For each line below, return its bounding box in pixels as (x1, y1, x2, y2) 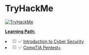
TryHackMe (5, 3, 53, 14)
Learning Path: (5, 28, 36, 34)
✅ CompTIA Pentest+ (18, 44, 61, 50)
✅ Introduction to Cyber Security (18, 38, 84, 44)
